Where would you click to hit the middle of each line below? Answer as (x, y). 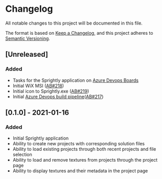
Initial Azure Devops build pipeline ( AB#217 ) (58, 96)
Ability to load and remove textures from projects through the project (85, 160)
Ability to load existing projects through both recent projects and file (84, 149)
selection (22, 154)
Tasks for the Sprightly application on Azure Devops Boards (76, 80)
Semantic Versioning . (28, 38)
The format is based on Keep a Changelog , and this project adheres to (79, 33)
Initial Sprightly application (41, 138)
